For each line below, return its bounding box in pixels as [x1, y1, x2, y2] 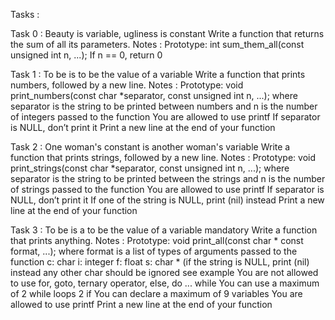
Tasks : [10, 9, 40, 20]
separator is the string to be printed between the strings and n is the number [10, 173, 326, 184]
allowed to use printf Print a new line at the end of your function [10, 299, 273, 310]
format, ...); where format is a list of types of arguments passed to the [10, 245, 298, 257]
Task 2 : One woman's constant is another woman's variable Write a [10, 141, 291, 153]
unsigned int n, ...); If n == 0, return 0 [10, 49, 163, 61]
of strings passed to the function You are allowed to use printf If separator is [10, 184, 325, 195]
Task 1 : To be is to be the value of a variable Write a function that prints [10, 69, 306, 80]
